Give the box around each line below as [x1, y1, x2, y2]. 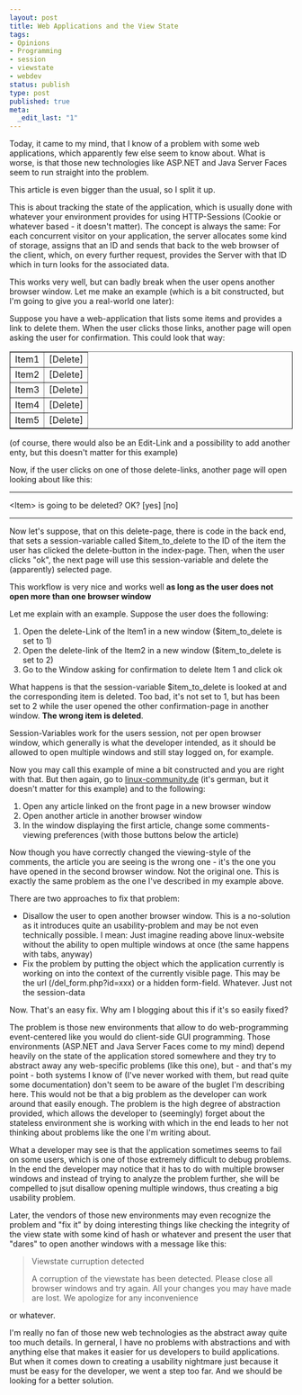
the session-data [22, 987, 85, 998]
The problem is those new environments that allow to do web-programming [9, 1022, 289, 1033]
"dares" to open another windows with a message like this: [9, 1238, 227, 1249]
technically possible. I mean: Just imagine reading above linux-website [22, 930, 285, 940]
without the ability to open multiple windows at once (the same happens [22, 940, 289, 950]
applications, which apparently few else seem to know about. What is [9, 148, 266, 158]
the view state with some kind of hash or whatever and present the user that [9, 1229, 292, 1240]
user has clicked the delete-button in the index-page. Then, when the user [9, 545, 285, 556]
